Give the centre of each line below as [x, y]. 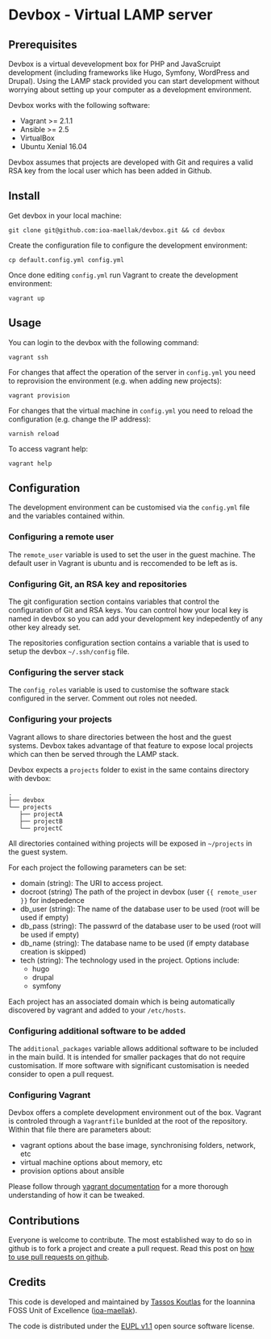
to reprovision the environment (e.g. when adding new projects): [115, 380]
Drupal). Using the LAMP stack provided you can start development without [134, 81]
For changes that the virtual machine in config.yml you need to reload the [131, 410]
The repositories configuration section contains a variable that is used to [129, 643]
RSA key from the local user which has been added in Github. [110, 170]
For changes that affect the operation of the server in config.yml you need [132, 372]
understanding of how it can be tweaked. [77, 1196]
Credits [27, 1282]
